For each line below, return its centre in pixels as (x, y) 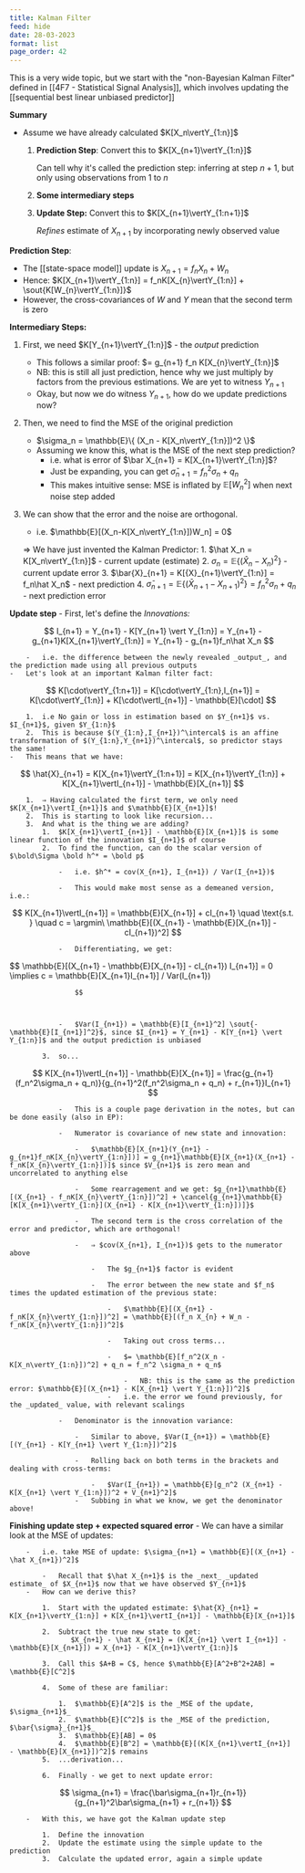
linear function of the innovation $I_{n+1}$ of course (117, 841)
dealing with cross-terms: (61, 1469)
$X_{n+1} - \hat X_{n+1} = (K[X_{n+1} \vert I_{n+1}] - (178, 1640)
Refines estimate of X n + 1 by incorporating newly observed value (158, 232)
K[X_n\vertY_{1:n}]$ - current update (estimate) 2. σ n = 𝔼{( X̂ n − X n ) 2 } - (155, 561)
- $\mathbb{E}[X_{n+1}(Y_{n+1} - (142, 1150)
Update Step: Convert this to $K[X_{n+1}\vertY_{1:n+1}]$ (142, 213)
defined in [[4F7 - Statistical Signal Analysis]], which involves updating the (149, 88)
